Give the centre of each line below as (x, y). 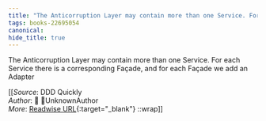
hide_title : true (37, 38)
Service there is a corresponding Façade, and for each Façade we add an (128, 69)
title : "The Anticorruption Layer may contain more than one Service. (127, 15)
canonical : (26, 30)
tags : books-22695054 (44, 23)
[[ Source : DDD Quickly (45, 93)
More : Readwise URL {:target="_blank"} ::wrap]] (86, 109)
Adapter (21, 77)
